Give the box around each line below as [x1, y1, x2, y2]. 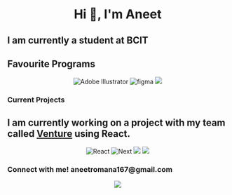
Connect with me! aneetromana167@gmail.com [7, 165, 173, 175]
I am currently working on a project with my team [7, 116, 226, 128]
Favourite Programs [7, 58, 96, 69]
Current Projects [7, 95, 65, 105]
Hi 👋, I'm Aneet [73, 6, 163, 22]
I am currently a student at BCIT [7, 34, 149, 46]
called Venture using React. [7, 128, 131, 140]
